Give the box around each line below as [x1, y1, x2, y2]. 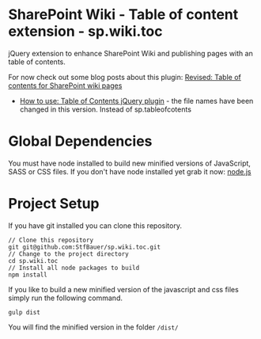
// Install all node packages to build [8, 264, 140, 272]
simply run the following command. [8, 293, 123, 303]
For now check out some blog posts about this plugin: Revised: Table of [8, 72, 241, 82]
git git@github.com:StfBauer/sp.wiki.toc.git [8, 243, 161, 251]
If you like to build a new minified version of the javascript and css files [8, 284, 239, 294]
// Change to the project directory [8, 249, 129, 258]
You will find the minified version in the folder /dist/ [8, 322, 179, 332]
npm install [8, 271, 47, 279]
